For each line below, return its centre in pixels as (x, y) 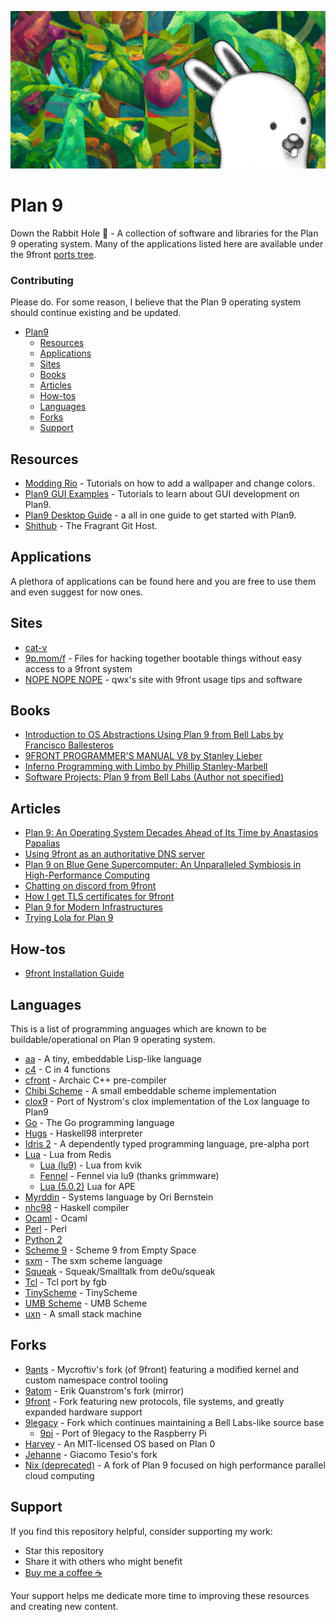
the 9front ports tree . (53, 254)
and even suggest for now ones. (76, 592)
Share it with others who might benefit (103, 1561)
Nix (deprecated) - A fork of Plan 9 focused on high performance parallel (175, 1465)
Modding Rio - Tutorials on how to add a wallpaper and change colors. (169, 483)
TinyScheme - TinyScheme (81, 1292)
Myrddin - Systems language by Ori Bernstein (119, 1197)
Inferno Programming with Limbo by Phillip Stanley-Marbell (146, 767)
